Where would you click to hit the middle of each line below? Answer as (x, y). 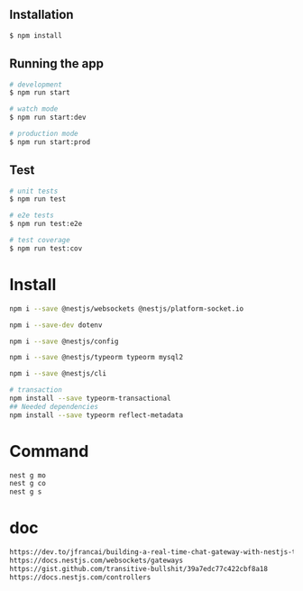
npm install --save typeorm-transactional (90, 398)
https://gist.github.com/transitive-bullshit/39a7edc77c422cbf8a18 (139, 568)
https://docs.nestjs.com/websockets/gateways (96, 560)
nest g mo (28, 475)
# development (36, 85)
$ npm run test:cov (46, 248)
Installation (41, 15)
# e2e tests (32, 215)
